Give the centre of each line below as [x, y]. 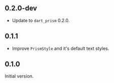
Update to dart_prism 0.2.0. [41, 20]
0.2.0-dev [21, 8]
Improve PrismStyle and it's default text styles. [61, 48]
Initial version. [19, 76]
